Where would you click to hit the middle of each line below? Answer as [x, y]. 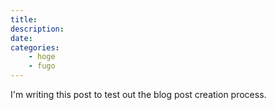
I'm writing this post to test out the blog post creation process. [138, 94]
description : [37, 29]
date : [21, 38]
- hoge [42, 57]
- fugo [42, 66]
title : [24, 19]
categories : [35, 47]
